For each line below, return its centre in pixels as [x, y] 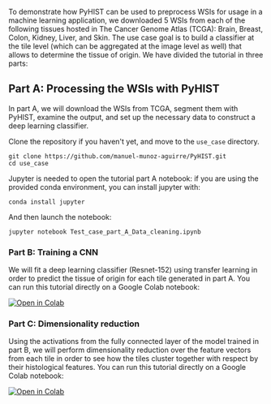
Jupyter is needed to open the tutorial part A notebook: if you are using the [133, 178]
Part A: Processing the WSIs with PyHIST [114, 89]
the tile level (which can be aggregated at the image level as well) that [125, 46]
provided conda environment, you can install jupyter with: [104, 187]
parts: [18, 63]
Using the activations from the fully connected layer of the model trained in [134, 342]
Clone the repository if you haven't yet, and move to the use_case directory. [134, 141]
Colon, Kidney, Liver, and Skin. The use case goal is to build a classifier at [131, 37]
